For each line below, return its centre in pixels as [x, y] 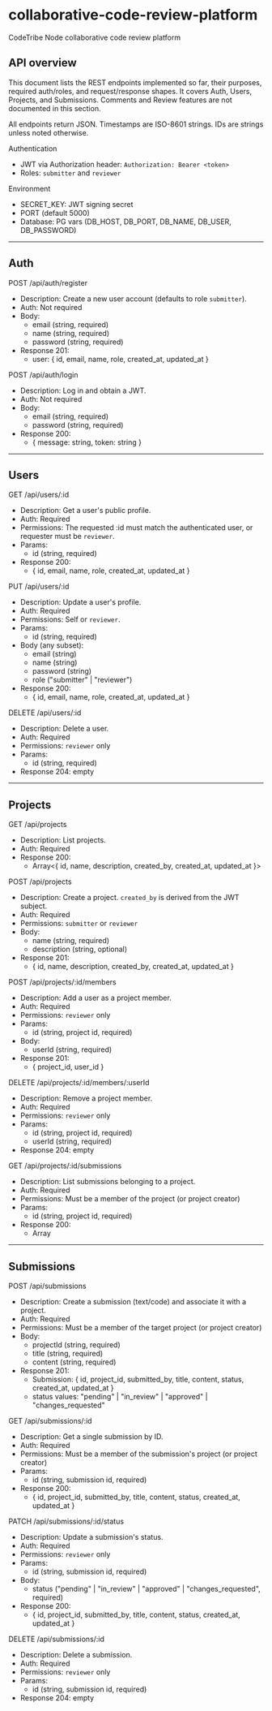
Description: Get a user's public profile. [85, 511]
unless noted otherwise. [49, 132]
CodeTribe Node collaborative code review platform [94, 37]
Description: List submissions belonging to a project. [108, 1182]
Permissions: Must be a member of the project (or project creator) [130, 1199]
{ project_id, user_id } [68, 1067]
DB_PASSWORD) [48, 230]
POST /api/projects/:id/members [63, 982]
